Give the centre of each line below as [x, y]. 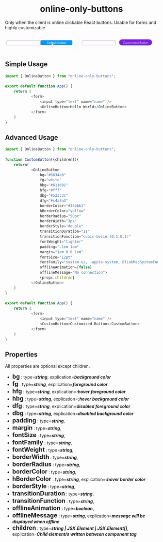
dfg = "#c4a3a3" [54, 201]
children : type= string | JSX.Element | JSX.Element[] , [70, 528]
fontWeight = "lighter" [61, 242]
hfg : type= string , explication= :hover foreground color [69, 391]
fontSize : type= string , [39, 435]
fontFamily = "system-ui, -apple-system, [80, 262]
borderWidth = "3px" [58, 221]
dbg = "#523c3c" [54, 196]
